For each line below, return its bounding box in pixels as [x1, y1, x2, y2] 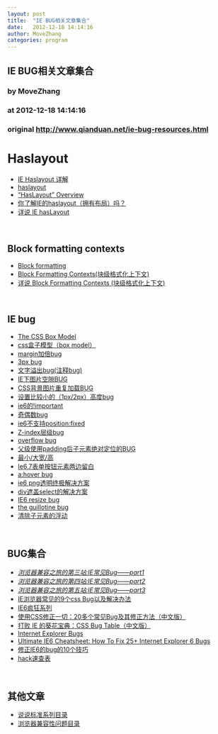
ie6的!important [17, 401, 64, 410]
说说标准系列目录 [17, 711, 68, 719]
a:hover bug [17, 469, 53, 479]
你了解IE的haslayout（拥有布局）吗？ [17, 199, 126, 208]
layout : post [7, 10, 46, 18]
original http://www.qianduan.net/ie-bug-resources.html [7, 125, 209, 135]
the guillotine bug [17, 503, 69, 511]
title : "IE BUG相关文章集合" [7, 17, 90, 24]
